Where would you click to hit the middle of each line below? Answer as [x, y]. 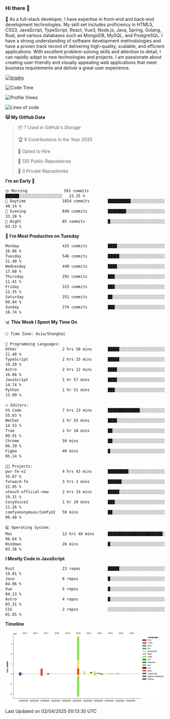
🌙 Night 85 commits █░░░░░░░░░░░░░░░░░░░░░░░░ [85, 222]
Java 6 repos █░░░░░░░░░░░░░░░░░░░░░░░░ [85, 579]
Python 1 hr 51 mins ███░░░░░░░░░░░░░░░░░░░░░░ [85, 390]
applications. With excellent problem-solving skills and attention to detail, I [83, 52]
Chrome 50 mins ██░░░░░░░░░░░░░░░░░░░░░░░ [85, 441]
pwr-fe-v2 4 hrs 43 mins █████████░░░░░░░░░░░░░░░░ [85, 472]
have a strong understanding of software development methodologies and [83, 41]
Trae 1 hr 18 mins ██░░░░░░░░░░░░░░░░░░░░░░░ [85, 431]
